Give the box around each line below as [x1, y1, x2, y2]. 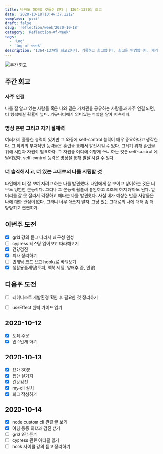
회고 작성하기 [12, 391, 37, 397]
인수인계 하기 [12, 339, 37, 344]
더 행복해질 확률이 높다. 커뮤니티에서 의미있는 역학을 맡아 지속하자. [5, 112, 131, 117]
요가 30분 [12, 366, 31, 373]
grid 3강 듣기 [12, 431, 37, 437]
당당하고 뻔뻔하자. [5, 205, 39, 210]
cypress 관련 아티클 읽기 [12, 437, 59, 443]
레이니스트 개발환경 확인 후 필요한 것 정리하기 [12, 294, 98, 300]
